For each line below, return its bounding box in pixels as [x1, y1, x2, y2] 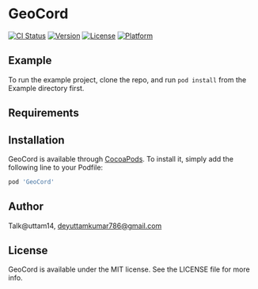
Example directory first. [8, 83, 85, 93]
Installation [8, 133, 65, 146]
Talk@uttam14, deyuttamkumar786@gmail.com [8, 221, 162, 230]
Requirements [8, 106, 79, 120]
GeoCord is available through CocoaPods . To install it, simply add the [8, 154, 233, 163]
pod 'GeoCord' [8, 177, 55, 186]
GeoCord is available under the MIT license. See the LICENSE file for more [8, 264, 251, 274]
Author [8, 200, 44, 214]
